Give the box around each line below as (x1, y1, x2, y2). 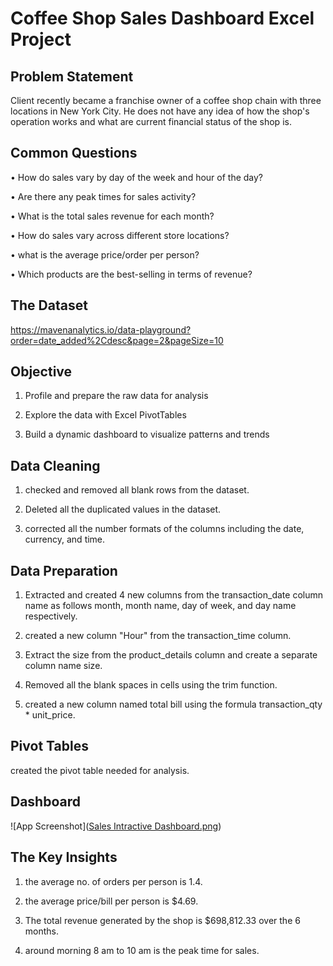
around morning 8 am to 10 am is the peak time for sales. (24, 944, 260, 956)
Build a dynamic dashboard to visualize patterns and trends (24, 428, 270, 441)
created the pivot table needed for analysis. (10, 764, 190, 776)
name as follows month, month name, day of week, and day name (24, 600, 297, 612)
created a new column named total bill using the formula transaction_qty (24, 698, 323, 711)
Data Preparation (10, 562, 118, 579)
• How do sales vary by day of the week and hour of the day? (10, 171, 264, 183)
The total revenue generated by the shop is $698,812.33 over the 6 (24, 914, 301, 926)
